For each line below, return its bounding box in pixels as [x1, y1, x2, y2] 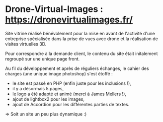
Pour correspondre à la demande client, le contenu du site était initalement [5, 51, 158, 57]
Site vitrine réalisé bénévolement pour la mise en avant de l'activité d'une [5, 30, 155, 36]
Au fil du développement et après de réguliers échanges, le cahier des [5, 65, 149, 71]
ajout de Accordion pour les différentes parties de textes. [12, 101, 130, 107]
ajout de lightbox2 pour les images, [12, 96, 84, 102]
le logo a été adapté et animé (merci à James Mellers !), [12, 91, 127, 97]
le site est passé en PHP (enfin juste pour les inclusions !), [12, 80, 132, 86]
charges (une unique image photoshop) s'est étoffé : [5, 70, 113, 76]
